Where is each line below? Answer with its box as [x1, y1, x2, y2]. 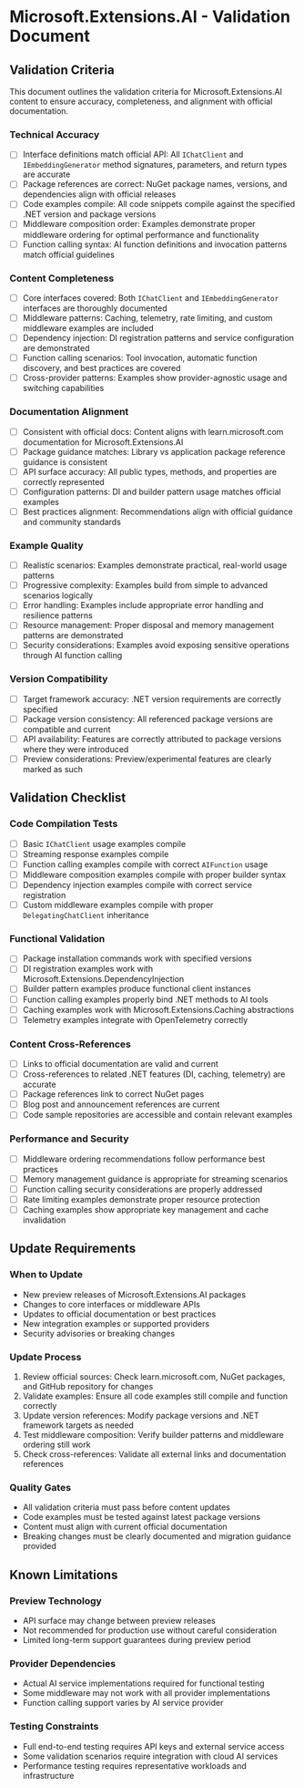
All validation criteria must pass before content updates [22, 1502, 230, 1513]
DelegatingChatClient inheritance [22, 910, 149, 921]
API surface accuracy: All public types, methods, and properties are [22, 466, 278, 477]
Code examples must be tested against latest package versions [22, 1512, 261, 1523]
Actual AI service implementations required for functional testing [22, 1678, 266, 1689]
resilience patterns [22, 610, 93, 621]
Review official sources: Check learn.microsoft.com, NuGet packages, [22, 1370, 286, 1382]
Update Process [9, 1350, 82, 1363]
